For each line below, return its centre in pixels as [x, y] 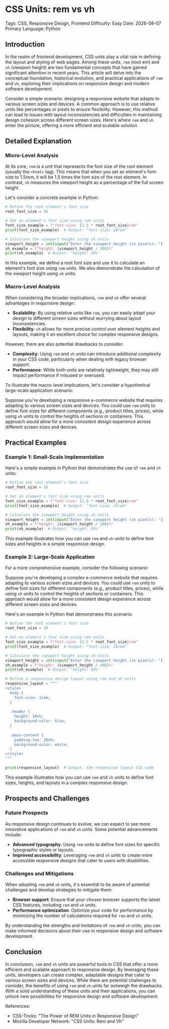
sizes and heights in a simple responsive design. [55, 544]
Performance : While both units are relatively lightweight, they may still [85, 370]
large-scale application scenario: [39, 390]
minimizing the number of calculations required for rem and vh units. [82, 916]
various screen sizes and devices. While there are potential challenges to [81, 980]
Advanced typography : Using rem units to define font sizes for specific [86, 844]
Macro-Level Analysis [33, 287]
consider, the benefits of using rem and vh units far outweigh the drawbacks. [84, 985]
